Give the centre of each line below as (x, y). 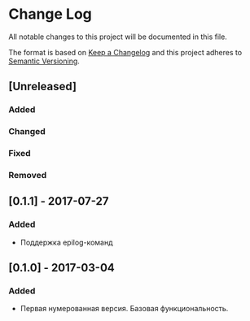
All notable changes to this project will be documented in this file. (118, 37)
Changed (27, 132)
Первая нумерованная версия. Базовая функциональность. (124, 309)
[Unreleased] (43, 87)
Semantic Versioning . (44, 61)
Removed (28, 176)
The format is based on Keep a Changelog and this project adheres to (125, 52)
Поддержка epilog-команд (66, 242)
